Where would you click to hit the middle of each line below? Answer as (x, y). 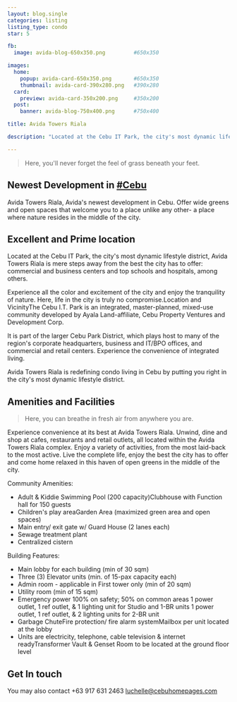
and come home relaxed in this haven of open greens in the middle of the (114, 462)
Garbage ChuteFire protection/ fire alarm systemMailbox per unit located (123, 622)
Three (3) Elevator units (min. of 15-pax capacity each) (97, 577)
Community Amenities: (41, 484)
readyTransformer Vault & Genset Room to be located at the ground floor (123, 644)
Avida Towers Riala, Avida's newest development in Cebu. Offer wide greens (118, 202)
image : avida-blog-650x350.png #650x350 (86, 53)
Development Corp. (36, 322)
